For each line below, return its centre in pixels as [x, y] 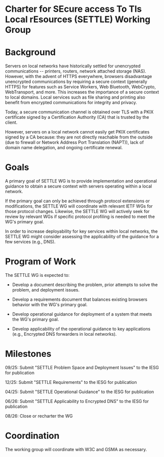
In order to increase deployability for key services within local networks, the [82, 231]
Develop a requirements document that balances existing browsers [80, 299]
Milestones [28, 354]
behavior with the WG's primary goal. [50, 305]
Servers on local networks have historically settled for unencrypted [73, 66]
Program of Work [41, 262]
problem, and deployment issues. [46, 290]
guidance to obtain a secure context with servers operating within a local [79, 186]
